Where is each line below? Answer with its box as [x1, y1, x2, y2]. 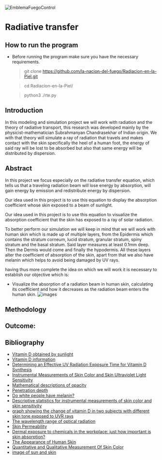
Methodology [5, 306, 47, 314]
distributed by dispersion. [5, 150, 56, 156]
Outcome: [5, 322, 36, 330]
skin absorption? [12, 434, 45, 440]
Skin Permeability [12, 424, 47, 429]
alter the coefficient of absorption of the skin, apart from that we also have [5, 252, 154, 257]
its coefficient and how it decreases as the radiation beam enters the [12, 286, 149, 292]
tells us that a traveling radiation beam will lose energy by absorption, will [5, 182, 151, 188]
